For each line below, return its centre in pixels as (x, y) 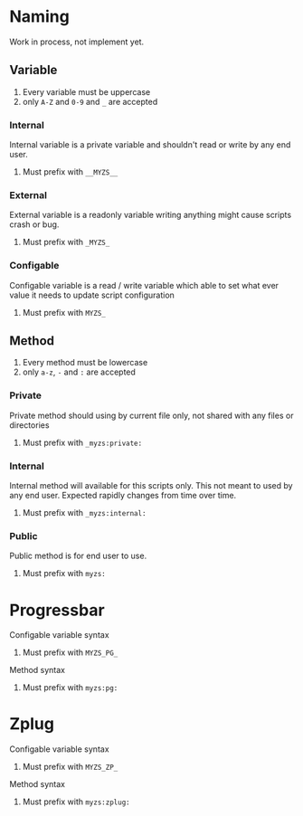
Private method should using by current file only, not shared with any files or (151, 415)
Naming (39, 17)
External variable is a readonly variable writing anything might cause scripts (151, 215)
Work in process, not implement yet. (77, 42)
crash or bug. (34, 224)
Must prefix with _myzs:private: (82, 442)
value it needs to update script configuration (92, 295)
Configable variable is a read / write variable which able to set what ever (144, 285)
